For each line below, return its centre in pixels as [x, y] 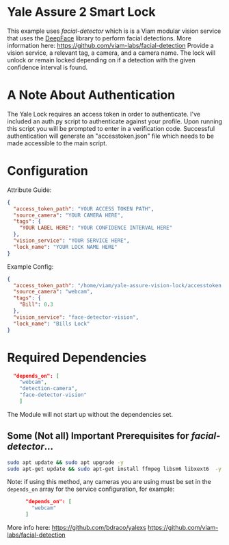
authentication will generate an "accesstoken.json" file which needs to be [110, 136]
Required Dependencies [77, 358]
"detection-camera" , [49, 389]
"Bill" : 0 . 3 [36, 305]
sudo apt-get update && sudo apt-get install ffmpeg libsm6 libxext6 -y [114, 469]
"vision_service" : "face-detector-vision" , [76, 317]
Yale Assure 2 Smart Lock [81, 12]
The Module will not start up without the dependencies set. [90, 414]
